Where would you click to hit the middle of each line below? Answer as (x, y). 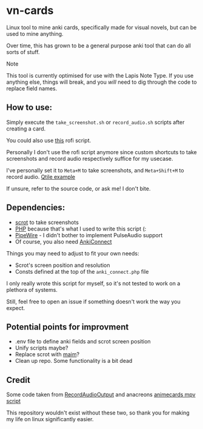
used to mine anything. (35, 33)
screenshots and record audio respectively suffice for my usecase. (90, 158)
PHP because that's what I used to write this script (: (81, 229)
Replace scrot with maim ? (47, 354)
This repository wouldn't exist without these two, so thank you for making (98, 413)
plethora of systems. (32, 289)
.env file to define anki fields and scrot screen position (83, 342)
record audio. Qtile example (41, 177)
